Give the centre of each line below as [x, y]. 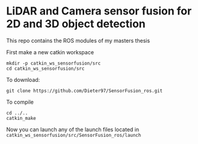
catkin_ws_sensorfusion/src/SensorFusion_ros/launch [74, 135]
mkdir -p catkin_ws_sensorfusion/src [54, 63]
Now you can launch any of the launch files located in [73, 129]
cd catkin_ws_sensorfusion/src [45, 68]
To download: [23, 80]
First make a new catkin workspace [50, 52]
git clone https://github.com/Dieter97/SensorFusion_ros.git [85, 91]
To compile [20, 102]
